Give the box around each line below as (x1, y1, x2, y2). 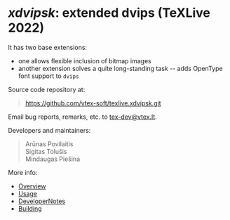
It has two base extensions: (8, 43, 87, 51)
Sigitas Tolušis (25, 147, 67, 155)
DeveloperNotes (18, 197, 66, 205)
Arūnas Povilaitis (25, 139, 74, 148)
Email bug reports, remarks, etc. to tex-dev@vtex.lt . (8, 112, 157, 121)
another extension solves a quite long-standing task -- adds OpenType (18, 64, 223, 72)
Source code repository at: (8, 85, 86, 93)
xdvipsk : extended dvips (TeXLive (8, 5, 211, 21)
